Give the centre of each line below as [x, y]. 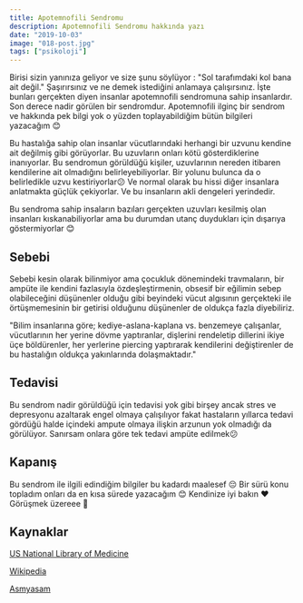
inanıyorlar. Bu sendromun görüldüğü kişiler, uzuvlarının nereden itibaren [145, 163]
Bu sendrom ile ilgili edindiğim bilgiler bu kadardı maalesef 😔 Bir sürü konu [149, 484]
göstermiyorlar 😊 [42, 229]
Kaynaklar [39, 532]
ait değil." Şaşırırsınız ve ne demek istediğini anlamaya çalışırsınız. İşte [140, 87]
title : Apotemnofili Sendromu [67, 18]
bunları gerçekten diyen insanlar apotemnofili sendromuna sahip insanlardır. [151, 97]
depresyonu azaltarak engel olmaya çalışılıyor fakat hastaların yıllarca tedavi [151, 414]
